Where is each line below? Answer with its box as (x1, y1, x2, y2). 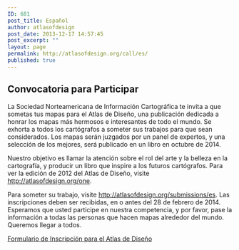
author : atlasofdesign (7, 24, 75, 31)
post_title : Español (7, 17, 69, 24)
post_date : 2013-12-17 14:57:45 (7, 30, 103, 38)
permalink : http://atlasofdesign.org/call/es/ (7, 51, 148, 58)
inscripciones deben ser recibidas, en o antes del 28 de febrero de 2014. (7, 197, 221, 207)
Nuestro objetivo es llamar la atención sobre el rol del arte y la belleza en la (7, 154, 228, 162)
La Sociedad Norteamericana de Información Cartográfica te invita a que (7, 102, 221, 110)
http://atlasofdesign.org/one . (7, 176, 92, 185)
